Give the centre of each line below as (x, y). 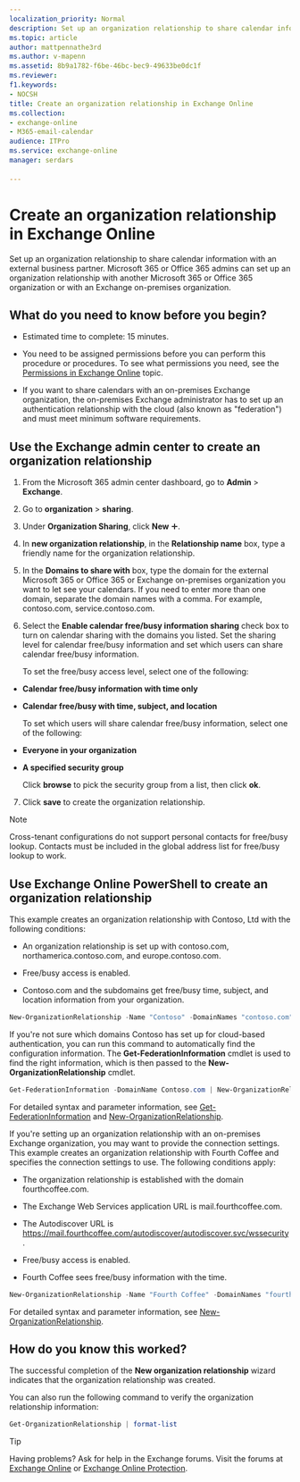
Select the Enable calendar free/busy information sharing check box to (155, 626)
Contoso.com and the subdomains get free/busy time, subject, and (146, 990)
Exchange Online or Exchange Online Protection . (99, 1469)
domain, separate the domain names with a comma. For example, (142, 599)
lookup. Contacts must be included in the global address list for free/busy (145, 846)
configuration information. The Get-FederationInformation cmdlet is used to (150, 1053)
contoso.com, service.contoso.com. (88, 608)
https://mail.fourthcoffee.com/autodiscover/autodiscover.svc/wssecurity (155, 1233)
